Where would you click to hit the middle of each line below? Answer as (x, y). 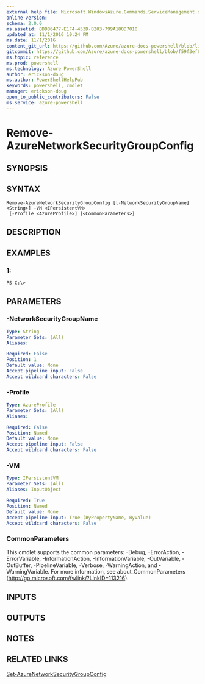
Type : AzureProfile (31, 405)
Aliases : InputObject (34, 490)
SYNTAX (23, 189)
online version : (27, 18)
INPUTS (21, 597)
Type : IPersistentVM (33, 478)
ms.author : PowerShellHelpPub (45, 80)
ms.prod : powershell (33, 63)
